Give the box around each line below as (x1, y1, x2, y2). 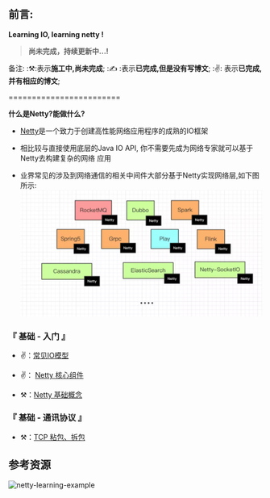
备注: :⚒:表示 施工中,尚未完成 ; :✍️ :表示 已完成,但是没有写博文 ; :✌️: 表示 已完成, (8, 63, 262, 73)
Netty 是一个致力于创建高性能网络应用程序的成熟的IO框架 (19, 126, 209, 136)
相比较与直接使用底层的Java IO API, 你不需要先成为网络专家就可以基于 (19, 143, 254, 153)
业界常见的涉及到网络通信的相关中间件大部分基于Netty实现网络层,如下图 (19, 170, 260, 180)
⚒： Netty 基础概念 (19, 390, 83, 400)
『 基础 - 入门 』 (8, 331, 70, 342)
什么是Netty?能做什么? (8, 108, 85, 119)
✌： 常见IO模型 (19, 350, 69, 361)
